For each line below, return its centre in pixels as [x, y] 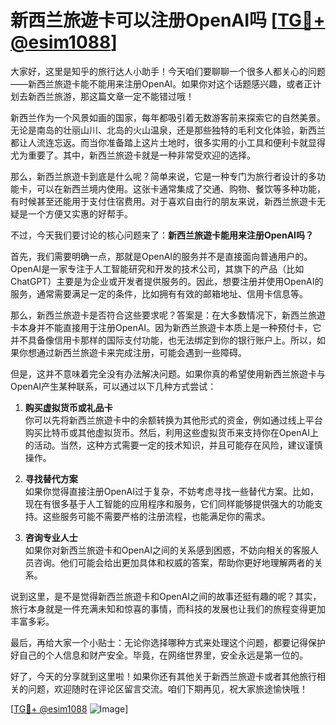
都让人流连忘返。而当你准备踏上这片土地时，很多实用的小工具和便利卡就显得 [168, 142]
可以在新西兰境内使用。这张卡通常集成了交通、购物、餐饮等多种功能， [181, 188]
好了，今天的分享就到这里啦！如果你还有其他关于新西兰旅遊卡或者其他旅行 [163, 676]
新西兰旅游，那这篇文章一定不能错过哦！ [111, 96]
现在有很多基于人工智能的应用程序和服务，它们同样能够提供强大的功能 [169, 503]
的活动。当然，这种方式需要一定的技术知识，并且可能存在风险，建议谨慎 [173, 445]
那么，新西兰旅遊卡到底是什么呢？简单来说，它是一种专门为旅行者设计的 [159, 176]
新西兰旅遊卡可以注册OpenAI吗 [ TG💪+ [168, 20]
